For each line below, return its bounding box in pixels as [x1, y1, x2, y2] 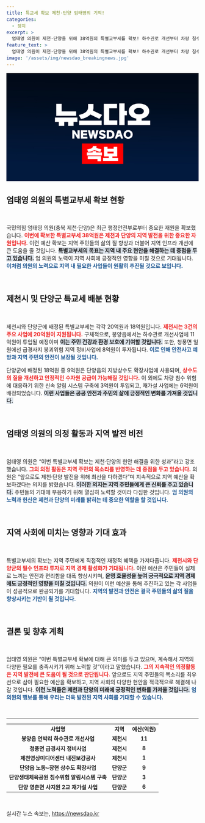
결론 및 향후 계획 [6, 626, 64, 637]
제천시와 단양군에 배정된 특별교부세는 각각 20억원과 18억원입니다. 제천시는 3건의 [6, 323, 198, 330]
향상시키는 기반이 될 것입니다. [6, 595, 76, 602]
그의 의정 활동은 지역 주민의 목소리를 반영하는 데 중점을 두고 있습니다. [29, 465, 191, 473]
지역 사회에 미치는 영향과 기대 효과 [6, 528, 127, 538]
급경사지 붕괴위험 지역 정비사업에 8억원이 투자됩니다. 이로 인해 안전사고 [22, 345, 192, 353]
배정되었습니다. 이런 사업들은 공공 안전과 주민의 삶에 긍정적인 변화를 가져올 [6, 389, 182, 397]
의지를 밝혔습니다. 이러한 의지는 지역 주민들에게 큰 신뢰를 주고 [32, 481, 178, 488]
